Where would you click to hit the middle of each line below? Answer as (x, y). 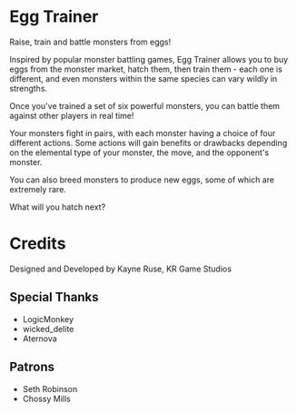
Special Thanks (54, 297)
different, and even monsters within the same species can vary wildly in (144, 78)
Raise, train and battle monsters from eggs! (90, 42)
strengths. (29, 88)
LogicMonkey (48, 319)
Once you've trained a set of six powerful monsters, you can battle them (144, 105)
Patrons (32, 367)
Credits (38, 244)
